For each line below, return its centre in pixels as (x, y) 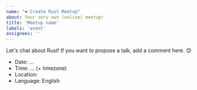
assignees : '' (24, 34)
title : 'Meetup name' (33, 22)
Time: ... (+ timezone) (41, 68)
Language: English (37, 81)
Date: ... (24, 62)
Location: (26, 75)
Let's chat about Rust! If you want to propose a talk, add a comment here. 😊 (99, 50)
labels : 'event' (26, 28)
